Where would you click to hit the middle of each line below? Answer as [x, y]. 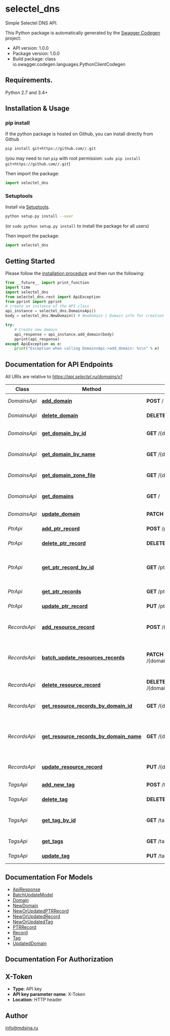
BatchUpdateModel [33, 895]
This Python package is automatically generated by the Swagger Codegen [83, 33]
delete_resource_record [71, 685]
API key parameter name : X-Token [49, 994]
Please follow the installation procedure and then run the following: [75, 273]
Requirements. [29, 80]
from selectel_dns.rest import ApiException [53, 297]
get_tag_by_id [59, 820]
